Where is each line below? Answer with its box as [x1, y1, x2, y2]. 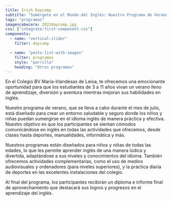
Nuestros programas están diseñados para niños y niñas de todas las [5, 142, 152, 148]
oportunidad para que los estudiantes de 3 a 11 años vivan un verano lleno [5, 84, 162, 90]
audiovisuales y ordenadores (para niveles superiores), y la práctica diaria [5, 164, 161, 170]
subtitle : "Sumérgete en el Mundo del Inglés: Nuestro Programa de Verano [5, 12, 168, 17]
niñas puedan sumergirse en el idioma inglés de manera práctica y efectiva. [5, 116, 165, 122]
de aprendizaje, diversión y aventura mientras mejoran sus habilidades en [5, 89, 161, 95]
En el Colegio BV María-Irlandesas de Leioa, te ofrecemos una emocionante [5, 78, 165, 85]
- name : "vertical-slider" [10, 36, 68, 42]
